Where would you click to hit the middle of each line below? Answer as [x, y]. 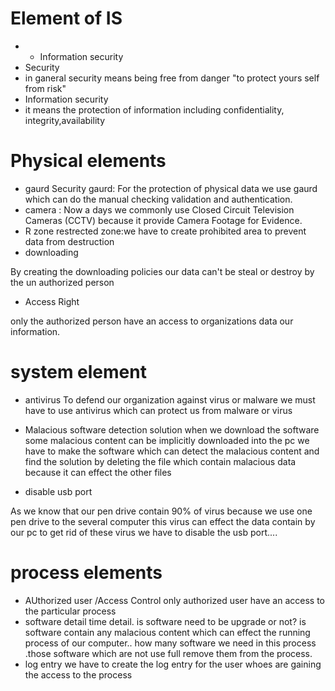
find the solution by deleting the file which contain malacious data [160, 461]
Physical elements [88, 161]
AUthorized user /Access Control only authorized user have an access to [174, 600]
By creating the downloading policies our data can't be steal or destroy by [162, 271]
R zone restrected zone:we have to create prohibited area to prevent [165, 231]
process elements [86, 573]
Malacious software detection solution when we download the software [172, 429]
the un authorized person [62, 282]
